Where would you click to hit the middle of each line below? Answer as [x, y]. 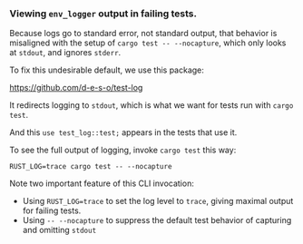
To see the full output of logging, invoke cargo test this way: [123, 150]
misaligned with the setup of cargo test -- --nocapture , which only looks [148, 43]
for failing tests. [52, 210]
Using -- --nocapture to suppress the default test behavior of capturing [157, 220]
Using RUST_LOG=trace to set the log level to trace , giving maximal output [158, 201]
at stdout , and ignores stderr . [65, 53]
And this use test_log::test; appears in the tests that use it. [123, 132]
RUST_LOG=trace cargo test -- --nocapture [91, 167]
